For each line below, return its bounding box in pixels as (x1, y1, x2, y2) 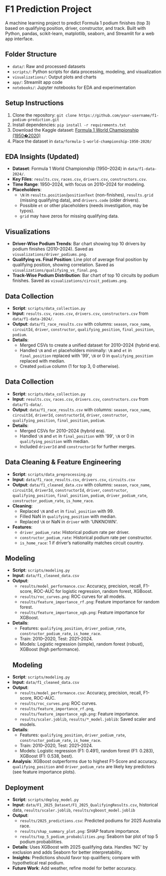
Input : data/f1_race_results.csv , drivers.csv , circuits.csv (12, 476, 135, 482)
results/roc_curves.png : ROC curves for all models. (19, 593, 126, 599)
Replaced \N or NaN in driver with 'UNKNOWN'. (19, 518, 118, 524)
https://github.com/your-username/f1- (78, 113, 159, 118)
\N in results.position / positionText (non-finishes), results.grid (19, 192, 154, 198)
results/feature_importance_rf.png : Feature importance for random (19, 599, 160, 605)
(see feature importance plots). (12, 769, 76, 775)
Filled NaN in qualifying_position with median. (19, 513, 117, 519)
